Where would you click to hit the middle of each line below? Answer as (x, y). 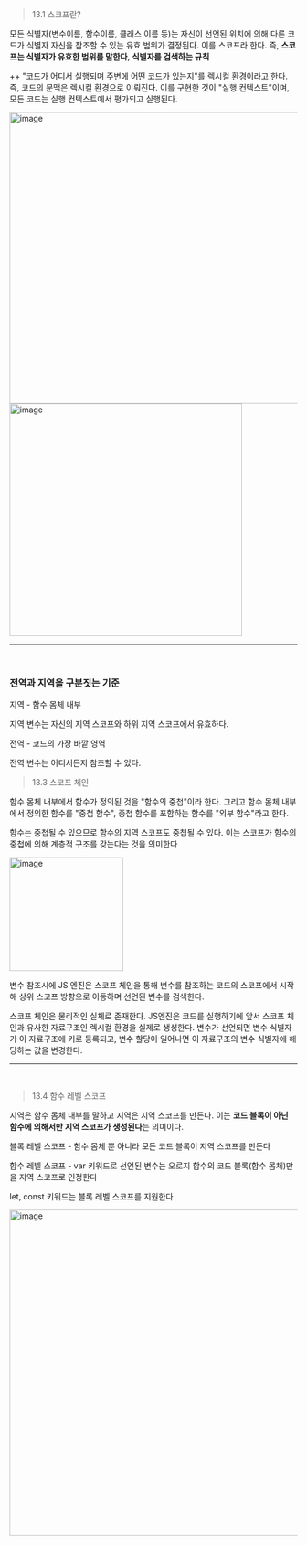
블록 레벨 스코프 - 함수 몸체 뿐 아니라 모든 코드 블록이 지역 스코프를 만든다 (140, 1146)
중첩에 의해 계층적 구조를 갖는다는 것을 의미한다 (94, 844)
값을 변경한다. (58, 1050)
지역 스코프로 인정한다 (58, 1177)
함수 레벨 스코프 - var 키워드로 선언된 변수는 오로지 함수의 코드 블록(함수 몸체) (148, 1166)
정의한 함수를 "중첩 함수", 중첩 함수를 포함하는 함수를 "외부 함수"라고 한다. (158, 814)
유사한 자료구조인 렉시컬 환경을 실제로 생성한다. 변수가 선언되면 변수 (147, 1028)
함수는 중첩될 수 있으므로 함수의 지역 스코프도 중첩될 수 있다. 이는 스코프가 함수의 (153, 833)
